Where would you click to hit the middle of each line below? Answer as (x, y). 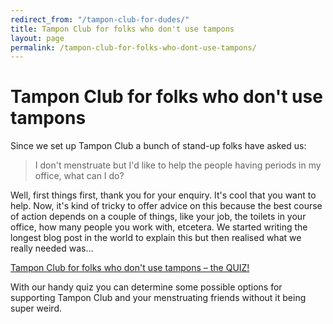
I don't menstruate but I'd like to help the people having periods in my (178, 165)
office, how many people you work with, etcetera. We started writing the (159, 227)
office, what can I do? (79, 176)
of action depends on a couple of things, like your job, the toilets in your (158, 217)
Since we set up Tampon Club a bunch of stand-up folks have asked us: (158, 146)
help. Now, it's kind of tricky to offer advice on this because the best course (166, 206)
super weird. (36, 308)
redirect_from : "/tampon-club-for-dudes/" (100, 19)
